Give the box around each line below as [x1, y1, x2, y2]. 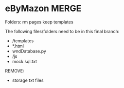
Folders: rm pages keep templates [5, 19, 74, 25]
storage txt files [12, 77, 44, 83]
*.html [12, 43, 24, 49]
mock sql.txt [12, 58, 37, 64]
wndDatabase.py [12, 48, 46, 54]
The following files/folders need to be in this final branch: [5, 28, 120, 34]
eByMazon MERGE [5, 3, 82, 14]
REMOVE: [5, 68, 24, 73]
